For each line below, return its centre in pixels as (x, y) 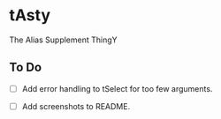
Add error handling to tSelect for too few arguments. (117, 88)
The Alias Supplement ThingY (63, 40)
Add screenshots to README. (76, 106)
